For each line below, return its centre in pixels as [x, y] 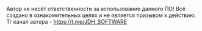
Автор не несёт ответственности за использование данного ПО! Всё [96, 9]
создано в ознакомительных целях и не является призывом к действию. [101, 15]
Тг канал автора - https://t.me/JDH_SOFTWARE [67, 22]
